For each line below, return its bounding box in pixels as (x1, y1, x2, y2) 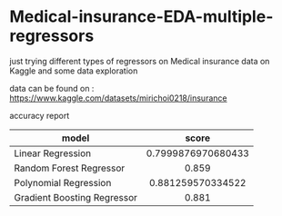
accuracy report (9, 110, 70, 121)
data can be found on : (9, 83, 95, 93)
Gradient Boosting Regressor (14, 191, 138, 203)
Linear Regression (14, 147, 92, 160)
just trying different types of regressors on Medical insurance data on (9, 55, 270, 66)
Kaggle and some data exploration (9, 65, 138, 76)
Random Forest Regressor (14, 162, 126, 174)
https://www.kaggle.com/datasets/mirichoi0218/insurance (9, 93, 227, 103)
